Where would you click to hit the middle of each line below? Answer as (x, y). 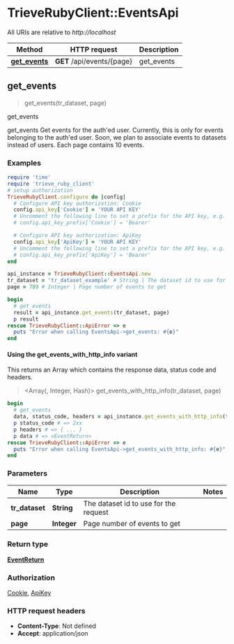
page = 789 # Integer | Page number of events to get (87, 287)
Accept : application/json (53, 634)
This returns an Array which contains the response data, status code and (112, 370)
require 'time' (29, 177)
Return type (28, 544)
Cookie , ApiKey (29, 593)
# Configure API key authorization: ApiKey (77, 235)
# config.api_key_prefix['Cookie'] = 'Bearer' (82, 223)
